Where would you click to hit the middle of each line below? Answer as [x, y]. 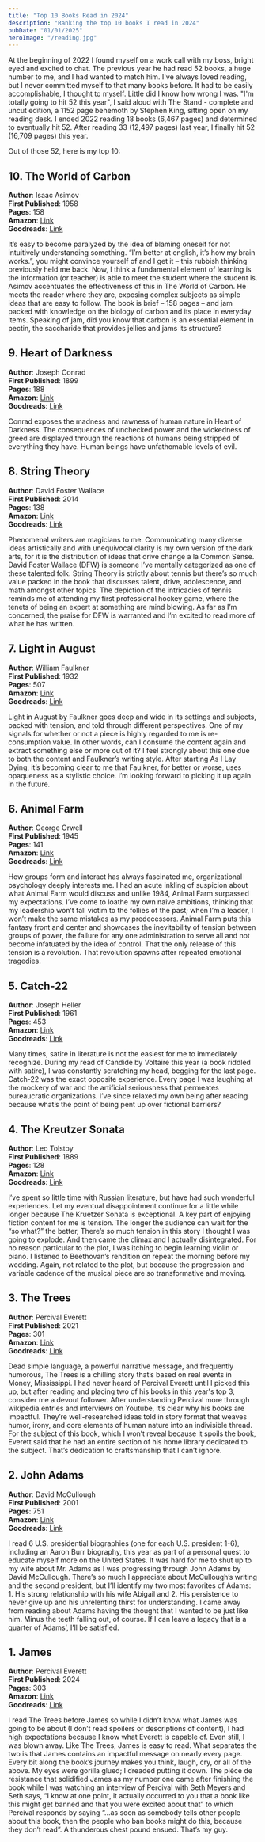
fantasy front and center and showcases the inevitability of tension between [132, 927]
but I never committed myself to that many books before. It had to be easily [131, 86]
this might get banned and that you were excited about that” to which [121, 1804]
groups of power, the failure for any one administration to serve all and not [129, 936]
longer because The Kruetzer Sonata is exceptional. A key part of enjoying [129, 1214]
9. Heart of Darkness [61, 353]
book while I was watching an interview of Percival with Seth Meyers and [127, 1787]
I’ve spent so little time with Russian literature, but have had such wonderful [131, 1197]
